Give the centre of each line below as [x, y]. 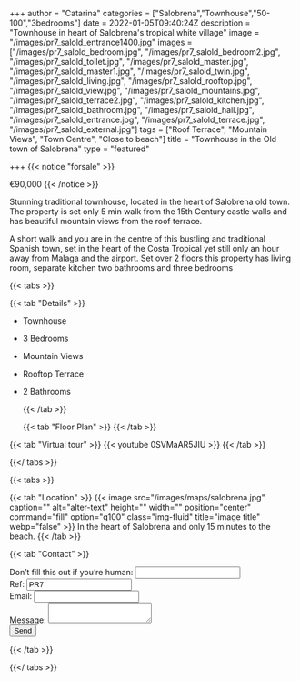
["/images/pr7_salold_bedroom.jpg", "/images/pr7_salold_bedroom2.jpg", [145, 52]
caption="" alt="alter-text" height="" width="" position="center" [130, 507]
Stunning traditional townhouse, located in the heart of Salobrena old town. [150, 201]
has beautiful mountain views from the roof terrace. [106, 221]
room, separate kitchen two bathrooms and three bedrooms [121, 268]
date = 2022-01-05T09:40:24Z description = [167, 23]
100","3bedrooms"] [45, 23]
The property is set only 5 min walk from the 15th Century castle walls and [149, 212]
